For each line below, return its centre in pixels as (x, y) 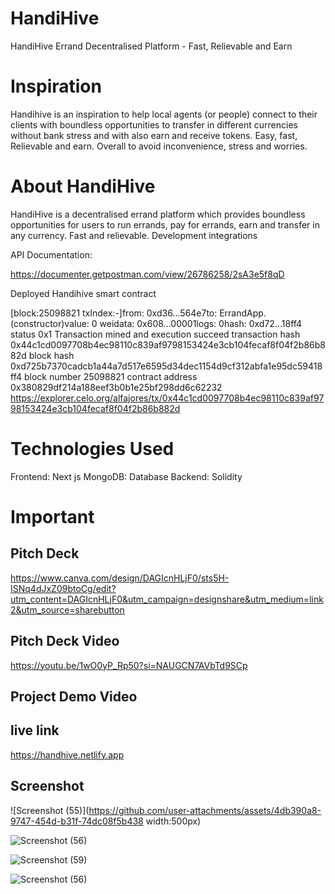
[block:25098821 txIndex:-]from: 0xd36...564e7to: (114, 313)
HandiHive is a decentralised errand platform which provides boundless (158, 214)
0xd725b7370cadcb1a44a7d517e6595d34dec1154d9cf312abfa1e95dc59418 (166, 366)
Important (52, 516)
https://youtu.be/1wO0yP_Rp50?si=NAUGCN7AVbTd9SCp (129, 665)
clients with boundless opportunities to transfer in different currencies (154, 124)
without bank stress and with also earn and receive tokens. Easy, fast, (154, 135)
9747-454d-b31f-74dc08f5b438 (77, 821)
